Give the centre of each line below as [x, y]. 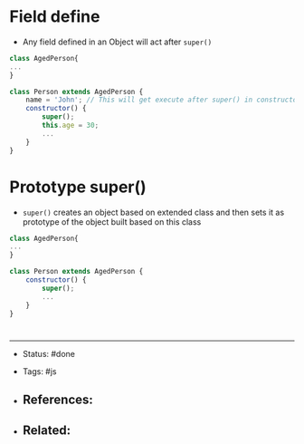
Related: [46, 431]
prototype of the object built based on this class [112, 222]
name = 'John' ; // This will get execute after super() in [139, 100]
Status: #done [48, 353]
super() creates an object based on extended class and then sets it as [153, 212]
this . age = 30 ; [71, 125]
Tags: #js [39, 371]
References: [57, 399]
